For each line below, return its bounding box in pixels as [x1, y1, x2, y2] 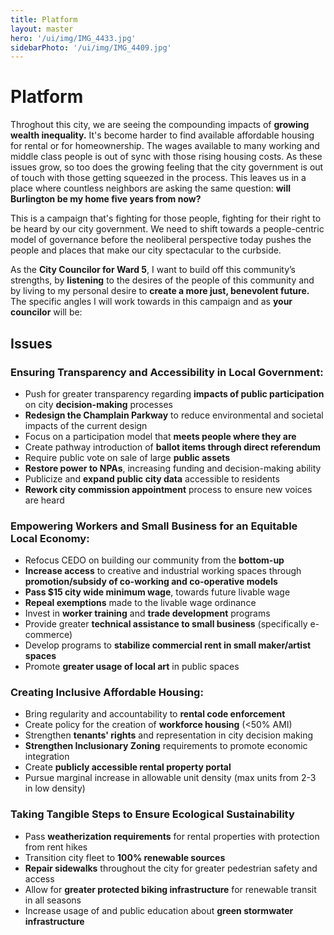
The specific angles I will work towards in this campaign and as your [10, 296, 293, 308]
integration [24, 751, 70, 763]
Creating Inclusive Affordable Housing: [10, 686, 204, 700]
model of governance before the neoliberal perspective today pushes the [10, 234, 312, 246]
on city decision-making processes [24, 398, 173, 410]
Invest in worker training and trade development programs [24, 607, 271, 620]
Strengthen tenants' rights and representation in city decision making [24, 729, 314, 741]
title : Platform [10, 14, 78, 25]
